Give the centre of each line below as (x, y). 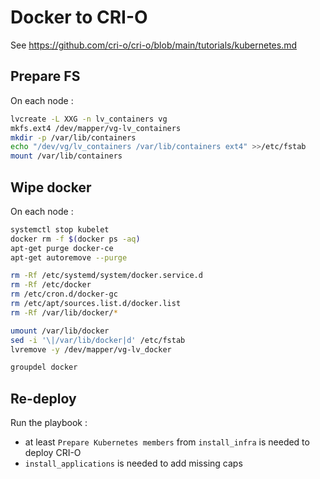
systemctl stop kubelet (60, 229)
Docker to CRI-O (79, 17)
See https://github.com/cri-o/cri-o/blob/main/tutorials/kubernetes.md (154, 45)
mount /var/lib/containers (66, 156)
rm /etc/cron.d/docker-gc (64, 294)
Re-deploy (43, 398)
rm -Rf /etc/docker (51, 285)
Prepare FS (45, 76)
